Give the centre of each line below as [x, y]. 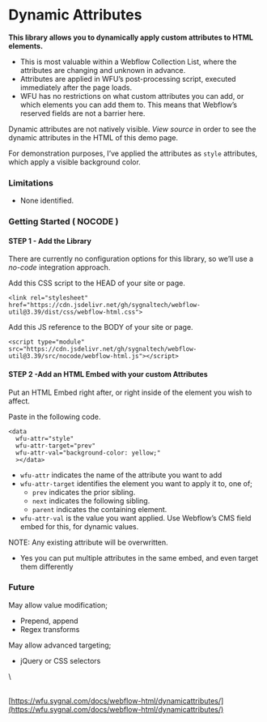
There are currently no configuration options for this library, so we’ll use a [131, 259]
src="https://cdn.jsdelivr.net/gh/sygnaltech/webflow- [103, 349]
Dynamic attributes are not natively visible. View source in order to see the [132, 129]
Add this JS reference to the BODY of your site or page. [101, 327]
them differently [47, 566]
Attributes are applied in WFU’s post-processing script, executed [128, 79]
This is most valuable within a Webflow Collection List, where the [128, 62]
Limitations [31, 182]
